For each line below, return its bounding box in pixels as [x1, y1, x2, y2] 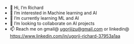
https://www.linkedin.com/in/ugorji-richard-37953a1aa [9, 33, 121, 39]
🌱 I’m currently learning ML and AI [9, 15, 79, 21]
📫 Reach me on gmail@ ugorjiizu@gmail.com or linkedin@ [9, 26, 130, 32]
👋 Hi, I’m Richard [9, 5, 44, 10]
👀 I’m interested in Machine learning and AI [9, 10, 97, 16]
